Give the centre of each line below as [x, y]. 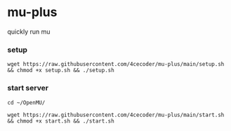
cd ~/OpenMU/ [26, 102]
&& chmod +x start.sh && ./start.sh [61, 121]
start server [28, 88]
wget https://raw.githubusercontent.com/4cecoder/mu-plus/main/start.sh [116, 115]
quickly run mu [29, 32]
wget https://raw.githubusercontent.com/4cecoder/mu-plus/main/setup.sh [116, 64]
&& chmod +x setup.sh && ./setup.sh [61, 71]
